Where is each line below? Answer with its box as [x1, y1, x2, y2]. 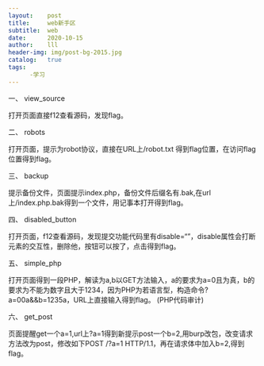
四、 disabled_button [8, 214, 77, 224]
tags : [8, 64, 26, 71]
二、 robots [8, 127, 46, 137]
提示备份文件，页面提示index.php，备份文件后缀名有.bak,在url [8, 187, 212, 197]
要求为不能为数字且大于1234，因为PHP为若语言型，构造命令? [8, 285, 209, 295]
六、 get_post [8, 311, 53, 322]
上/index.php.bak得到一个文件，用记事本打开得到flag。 [8, 198, 188, 207]
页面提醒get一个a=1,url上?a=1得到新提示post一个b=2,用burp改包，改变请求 [8, 329, 254, 338]
